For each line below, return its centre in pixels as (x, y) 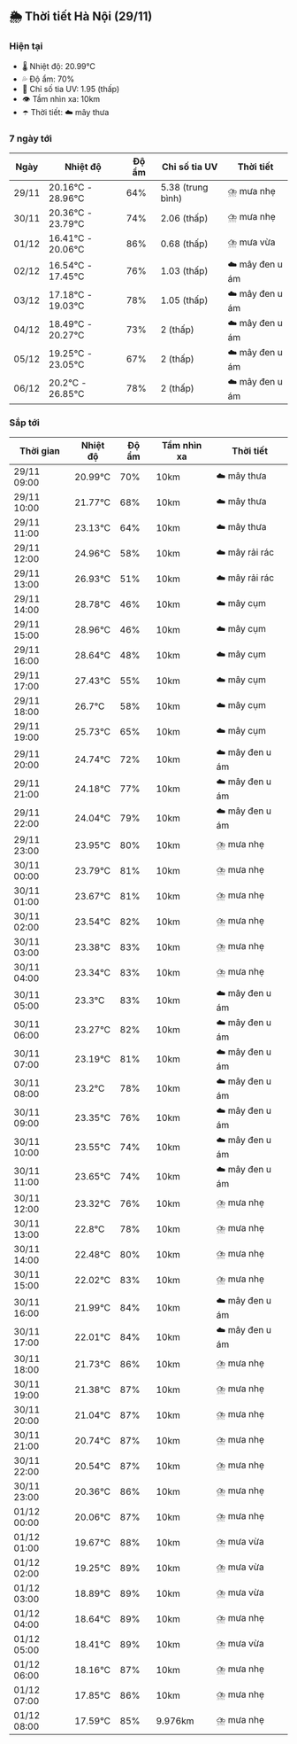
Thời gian (39, 451)
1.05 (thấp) (184, 300)
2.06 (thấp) (184, 218)
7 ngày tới (31, 138)
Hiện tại (26, 46)
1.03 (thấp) (184, 271)
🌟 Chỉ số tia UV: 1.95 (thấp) (71, 89)
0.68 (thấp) (184, 244)
